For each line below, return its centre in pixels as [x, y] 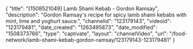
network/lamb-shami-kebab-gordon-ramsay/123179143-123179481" [88, 40]
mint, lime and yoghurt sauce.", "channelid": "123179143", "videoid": [88, 21]
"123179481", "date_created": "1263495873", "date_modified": [82, 27]
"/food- [178, 34]
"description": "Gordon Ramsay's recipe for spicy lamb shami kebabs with [96, 15]
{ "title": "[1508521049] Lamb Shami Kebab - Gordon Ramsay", [82, 9]
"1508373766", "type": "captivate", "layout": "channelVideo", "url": [87, 34]
